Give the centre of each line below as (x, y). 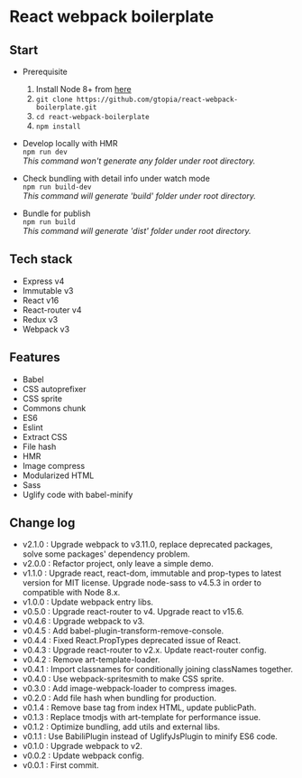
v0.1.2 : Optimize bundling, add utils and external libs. (121, 727)
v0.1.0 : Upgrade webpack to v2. (82, 746)
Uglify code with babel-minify (78, 494)
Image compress (54, 465)
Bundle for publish (56, 213)
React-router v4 (52, 310)
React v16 (41, 300)
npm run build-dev (57, 187)
